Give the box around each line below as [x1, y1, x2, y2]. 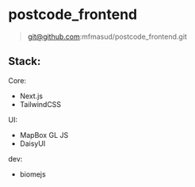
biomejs [19, 169, 46, 179]
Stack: [8, 55, 41, 68]
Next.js [19, 91, 44, 101]
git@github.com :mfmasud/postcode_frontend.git [27, 32, 188, 41]
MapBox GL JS [19, 130, 69, 139]
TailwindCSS [19, 99, 62, 109]
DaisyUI [19, 139, 46, 148]
